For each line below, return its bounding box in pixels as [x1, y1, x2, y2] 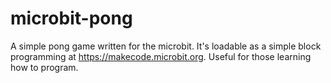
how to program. [10, 61, 79, 73]
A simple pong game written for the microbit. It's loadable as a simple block [10, 40, 322, 52]
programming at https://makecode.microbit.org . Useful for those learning [10, 50, 312, 62]
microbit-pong [10, 7, 133, 30]
